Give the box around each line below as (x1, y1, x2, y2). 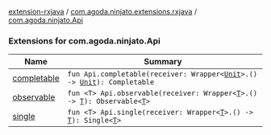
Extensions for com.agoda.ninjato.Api (8, 35, 161, 47)
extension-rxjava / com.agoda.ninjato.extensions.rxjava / (8, 7, 198, 16)
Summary (144, 56, 183, 67)
